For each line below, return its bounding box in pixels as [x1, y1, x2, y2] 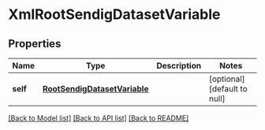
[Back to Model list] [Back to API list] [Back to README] [8, 113, 189, 123]
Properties [8, 37, 62, 50]
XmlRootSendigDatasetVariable [8, 6, 221, 24]
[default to [208, 84, 248, 94]
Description [156, 61, 202, 71]
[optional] [208, 73, 246, 84]
